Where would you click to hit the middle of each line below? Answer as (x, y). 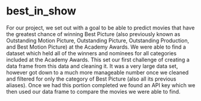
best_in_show (41, 11)
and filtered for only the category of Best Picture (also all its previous (91, 79)
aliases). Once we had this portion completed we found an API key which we (101, 85)
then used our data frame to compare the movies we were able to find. (94, 91)
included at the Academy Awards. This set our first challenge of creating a (98, 60)
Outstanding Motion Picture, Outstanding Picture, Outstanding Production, (98, 40)
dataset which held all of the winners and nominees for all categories (91, 53)
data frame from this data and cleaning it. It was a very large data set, (92, 66)
